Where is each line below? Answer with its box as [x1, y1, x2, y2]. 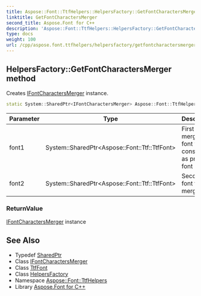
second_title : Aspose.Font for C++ [6, 20, 95, 26]
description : [6, 25, 39, 32]
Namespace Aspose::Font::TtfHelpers [14, 276, 108, 284]
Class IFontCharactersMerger [14, 258, 88, 265]
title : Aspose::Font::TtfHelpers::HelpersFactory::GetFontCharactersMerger [6, 8, 199, 15]
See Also [6, 236, 40, 246]
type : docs [6, 31, 33, 37]
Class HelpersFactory [14, 270, 69, 277]
